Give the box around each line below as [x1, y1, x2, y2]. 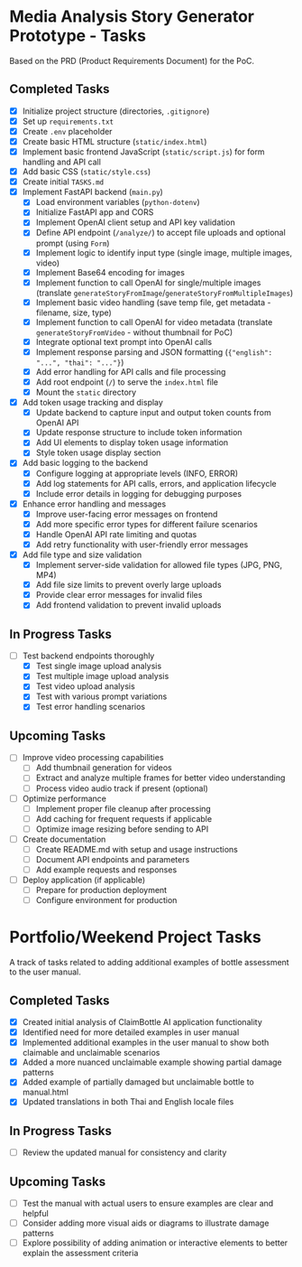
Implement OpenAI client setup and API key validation [35, 217, 236, 228]
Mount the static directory [35, 387, 137, 398]
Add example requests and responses [35, 864, 178, 875]
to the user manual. [9, 966, 81, 977]
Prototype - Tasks [9, 25, 147, 46]
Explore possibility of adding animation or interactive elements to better [22, 1237, 288, 1248]
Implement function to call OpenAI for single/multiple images [35, 277, 261, 288]
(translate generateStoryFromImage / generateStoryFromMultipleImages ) [35, 287, 294, 298]
